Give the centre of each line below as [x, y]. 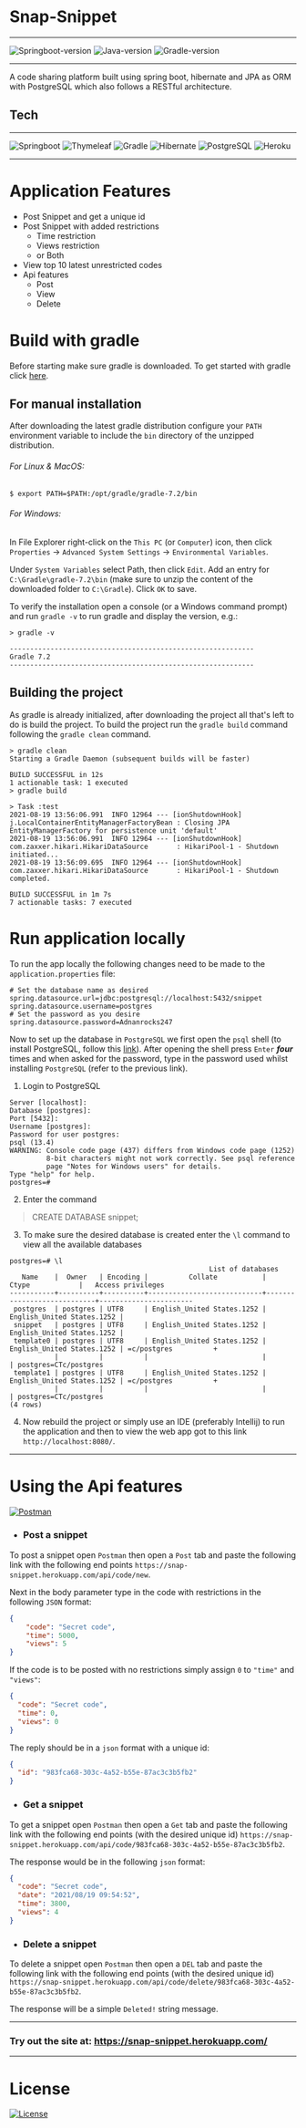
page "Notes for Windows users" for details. [134, 1166]
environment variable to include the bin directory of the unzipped [132, 436]
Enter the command [60, 1199]
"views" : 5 [46, 1644]
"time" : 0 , [38, 1713]
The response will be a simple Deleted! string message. [114, 2009]
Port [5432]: [34, 1118]
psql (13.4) [32, 1142]
